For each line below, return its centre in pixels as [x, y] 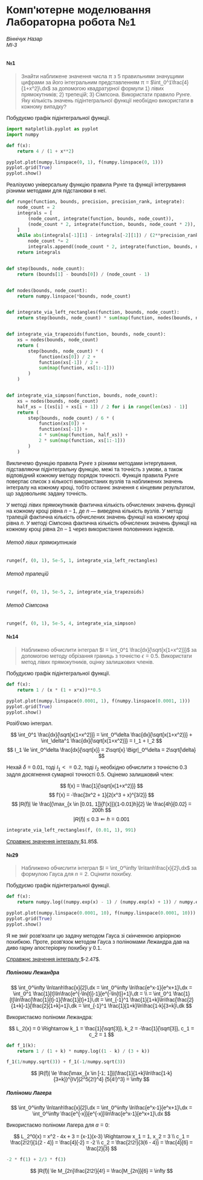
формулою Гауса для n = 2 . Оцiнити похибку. [76, 874]
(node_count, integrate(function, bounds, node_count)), [101, 219]
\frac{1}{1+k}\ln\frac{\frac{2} [162, 999]
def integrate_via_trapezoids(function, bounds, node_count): [86, 334]
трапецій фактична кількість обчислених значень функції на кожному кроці [98, 517]
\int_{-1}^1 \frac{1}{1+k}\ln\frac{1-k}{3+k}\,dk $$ [137, 1006]
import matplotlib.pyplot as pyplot [52, 129]
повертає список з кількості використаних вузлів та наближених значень [95, 481]
